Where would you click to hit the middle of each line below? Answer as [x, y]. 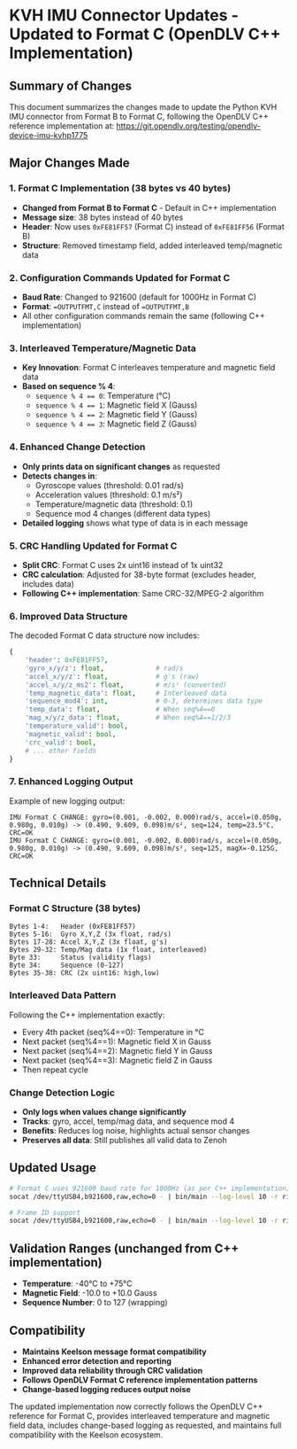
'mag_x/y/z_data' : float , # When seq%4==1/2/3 [128, 718]
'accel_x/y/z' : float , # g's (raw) [112, 676]
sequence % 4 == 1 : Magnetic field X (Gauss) [116, 405]
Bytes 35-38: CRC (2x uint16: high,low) [85, 973]
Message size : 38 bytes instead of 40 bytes [103, 217]
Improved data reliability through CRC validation [112, 1370]
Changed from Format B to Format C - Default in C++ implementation [149, 207]
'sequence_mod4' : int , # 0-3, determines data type [144, 701]
